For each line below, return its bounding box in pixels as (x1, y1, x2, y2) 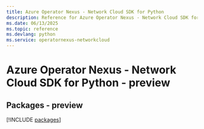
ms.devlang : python (6, 31, 56, 38)
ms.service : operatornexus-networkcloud (6, 37, 110, 43)
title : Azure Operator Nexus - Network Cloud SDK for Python (6, 8, 165, 15)
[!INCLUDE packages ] (6, 116, 61, 123)
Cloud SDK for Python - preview (6, 76, 171, 90)
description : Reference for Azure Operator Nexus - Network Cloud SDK (6, 15, 189, 21)
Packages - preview (6, 100, 83, 110)
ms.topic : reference (6, 25, 59, 32)
